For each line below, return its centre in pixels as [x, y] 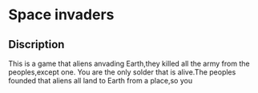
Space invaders [61, 15]
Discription [36, 44]
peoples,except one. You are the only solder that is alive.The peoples [122, 72]
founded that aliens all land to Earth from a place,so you [101, 81]
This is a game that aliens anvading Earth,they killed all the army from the [129, 63]
